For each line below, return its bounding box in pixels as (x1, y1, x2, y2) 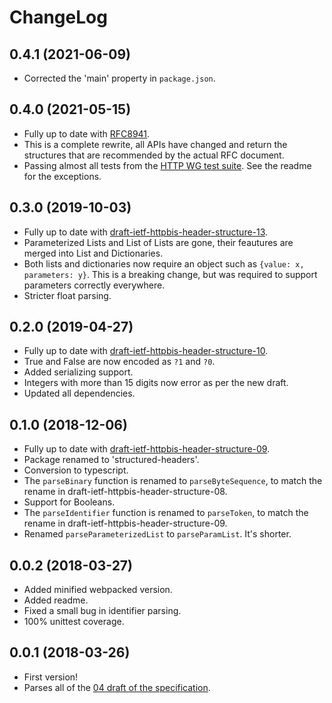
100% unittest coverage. (23, 616, 125, 628)
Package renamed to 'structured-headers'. (23, 454, 200, 466)
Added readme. (23, 594, 89, 606)
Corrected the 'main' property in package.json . (23, 72, 216, 84)
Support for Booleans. (23, 496, 116, 508)
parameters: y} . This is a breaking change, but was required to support (23, 268, 318, 280)
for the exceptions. (23, 170, 102, 182)
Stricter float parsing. (23, 289, 112, 301)
